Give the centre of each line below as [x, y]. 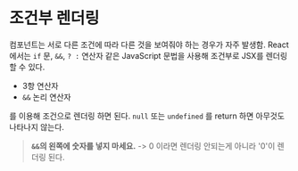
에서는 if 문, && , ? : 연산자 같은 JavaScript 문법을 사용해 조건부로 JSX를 [137, 55]
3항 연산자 [40, 85]
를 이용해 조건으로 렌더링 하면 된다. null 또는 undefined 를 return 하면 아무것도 [147, 116]
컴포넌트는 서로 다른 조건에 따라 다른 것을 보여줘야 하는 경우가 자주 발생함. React [149, 45]
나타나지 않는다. [37, 126]
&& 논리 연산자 [46, 97]
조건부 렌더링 [54, 18]
